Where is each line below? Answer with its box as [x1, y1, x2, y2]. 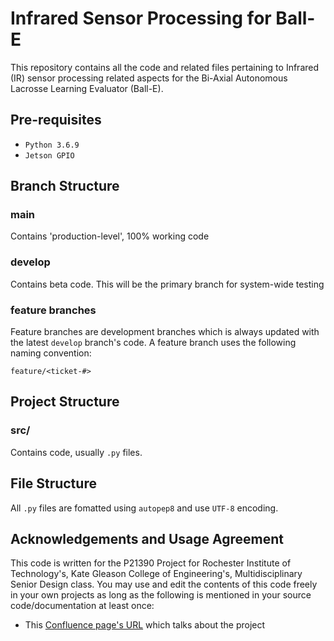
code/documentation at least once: [10, 600, 155, 612]
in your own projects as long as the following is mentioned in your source [10, 589, 312, 601]
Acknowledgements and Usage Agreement [10, 530, 285, 547]
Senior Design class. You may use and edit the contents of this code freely [10, 578, 318, 591]
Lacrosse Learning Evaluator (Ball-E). [10, 82, 164, 94]
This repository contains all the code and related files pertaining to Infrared [10, 61, 320, 73]
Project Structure [10, 393, 120, 411]
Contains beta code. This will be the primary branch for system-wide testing [10, 278, 325, 290]
